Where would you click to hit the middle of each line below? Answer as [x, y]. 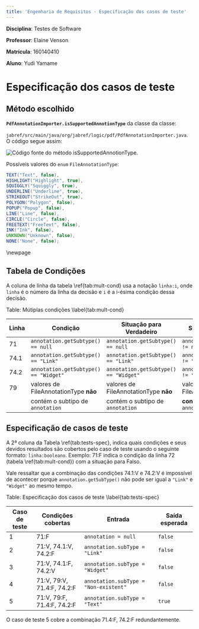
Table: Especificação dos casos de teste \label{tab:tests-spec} [83, 497]
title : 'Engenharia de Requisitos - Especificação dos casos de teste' [96, 12]
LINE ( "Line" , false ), [33, 214]
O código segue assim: [34, 141]
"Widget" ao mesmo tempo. [39, 485]
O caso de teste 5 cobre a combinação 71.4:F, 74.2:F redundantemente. [93, 619]
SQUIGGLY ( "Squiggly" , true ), [42, 186]
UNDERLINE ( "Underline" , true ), [45, 192]
